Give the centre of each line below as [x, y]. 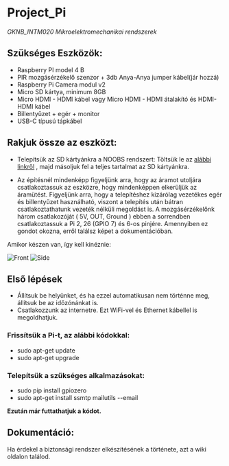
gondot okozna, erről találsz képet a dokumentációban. [95, 231]
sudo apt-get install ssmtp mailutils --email [77, 397]
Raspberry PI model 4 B [50, 69]
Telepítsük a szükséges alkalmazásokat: [76, 375]
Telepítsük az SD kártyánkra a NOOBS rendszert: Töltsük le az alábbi [114, 159]
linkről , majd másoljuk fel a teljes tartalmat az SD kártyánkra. [103, 166]
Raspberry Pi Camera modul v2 [61, 85]
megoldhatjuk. [37, 318]
